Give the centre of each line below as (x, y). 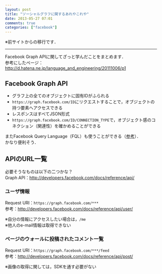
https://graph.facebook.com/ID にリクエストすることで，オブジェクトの (83, 102)
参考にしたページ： (24, 63)
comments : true (20, 23)
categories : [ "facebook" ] (31, 28)
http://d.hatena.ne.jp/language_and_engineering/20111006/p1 (66, 68)
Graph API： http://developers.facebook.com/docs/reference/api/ (70, 178)
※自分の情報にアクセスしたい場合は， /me (45, 219)
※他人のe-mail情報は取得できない (38, 225)
